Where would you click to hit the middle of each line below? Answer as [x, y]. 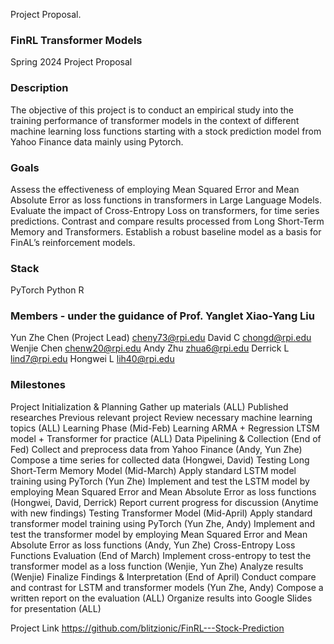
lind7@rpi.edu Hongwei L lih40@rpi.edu [92, 359]
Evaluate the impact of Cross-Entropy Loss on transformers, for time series [165, 210]
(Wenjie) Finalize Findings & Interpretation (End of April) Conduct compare [163, 576]
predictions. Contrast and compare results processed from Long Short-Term [167, 221]
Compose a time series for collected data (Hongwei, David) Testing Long [160, 460]
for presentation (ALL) [56, 608]
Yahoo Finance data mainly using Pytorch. [97, 141]
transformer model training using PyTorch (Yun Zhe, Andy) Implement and [163, 523]
